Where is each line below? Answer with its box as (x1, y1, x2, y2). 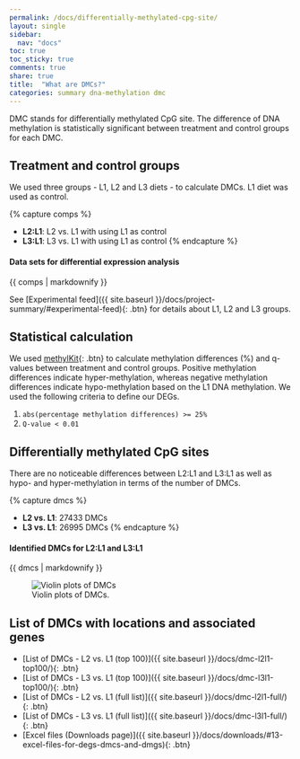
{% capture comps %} (9, 208, 92, 220)
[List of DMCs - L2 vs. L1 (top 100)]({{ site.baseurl (21, 653, 206, 665)
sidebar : (9, 30, 42, 39)
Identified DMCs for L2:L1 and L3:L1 (9, 543, 143, 553)
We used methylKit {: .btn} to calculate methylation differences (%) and (9, 353, 270, 364)
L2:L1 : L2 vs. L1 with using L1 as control (21, 226, 167, 237)
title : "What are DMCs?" (9, 80, 106, 89)
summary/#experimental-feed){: (9, 303, 128, 314)
